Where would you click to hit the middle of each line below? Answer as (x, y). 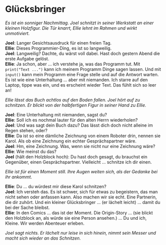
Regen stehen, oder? (27, 130)
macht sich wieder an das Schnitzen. (43, 238)
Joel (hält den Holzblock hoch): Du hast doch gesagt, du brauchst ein (76, 156)
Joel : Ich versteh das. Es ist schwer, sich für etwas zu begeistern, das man (82, 192)
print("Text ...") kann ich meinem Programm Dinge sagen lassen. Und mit (83, 69)
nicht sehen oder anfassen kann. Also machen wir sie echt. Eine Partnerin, (81, 197)
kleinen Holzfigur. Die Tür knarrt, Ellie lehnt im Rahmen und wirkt (71, 28)
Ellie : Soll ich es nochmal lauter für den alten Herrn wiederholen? (71, 120)
